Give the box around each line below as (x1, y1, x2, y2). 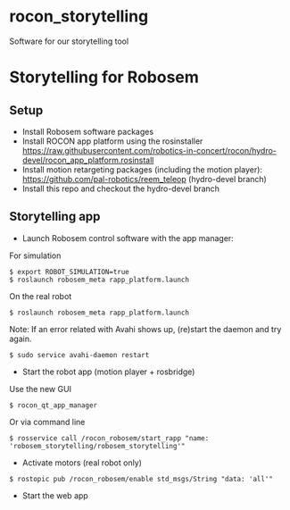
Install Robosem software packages (21, 126, 154, 137)
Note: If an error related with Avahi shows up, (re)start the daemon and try (9, 323, 282, 334)
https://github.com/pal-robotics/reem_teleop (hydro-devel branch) (21, 173, 268, 184)
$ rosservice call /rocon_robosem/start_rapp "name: (9, 433, 210, 443)
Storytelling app (9, 209, 101, 224)
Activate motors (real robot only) (21, 457, 143, 468)
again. (9, 333, 33, 344)
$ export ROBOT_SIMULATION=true (9, 267, 129, 276)
